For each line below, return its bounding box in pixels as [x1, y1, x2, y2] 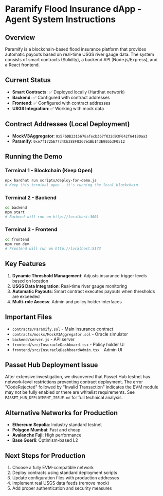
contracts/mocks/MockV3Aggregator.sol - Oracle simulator [12, 331, 128, 337]
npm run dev [5, 242, 29, 247]
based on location [12, 278, 49, 284]
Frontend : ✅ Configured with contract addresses [12, 100, 111, 106]
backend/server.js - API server [12, 336, 75, 342]
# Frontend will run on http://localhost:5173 [5, 246, 101, 251]
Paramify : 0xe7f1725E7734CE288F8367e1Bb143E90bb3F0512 [12, 138, 125, 144]
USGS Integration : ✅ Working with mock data [12, 105, 104, 111]
